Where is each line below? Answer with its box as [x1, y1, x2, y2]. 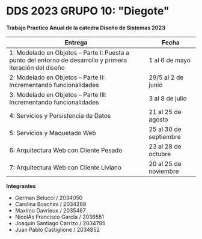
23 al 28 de [148, 142, 182, 151]
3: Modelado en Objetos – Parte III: [9, 90, 107, 98]
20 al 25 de [148, 159, 182, 168]
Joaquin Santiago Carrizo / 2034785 [14, 219, 106, 226]
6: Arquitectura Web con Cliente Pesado [9, 146, 123, 154]
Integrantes [6, 182, 36, 190]
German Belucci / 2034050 [14, 194, 83, 201]
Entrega [64, 38, 88, 46]
